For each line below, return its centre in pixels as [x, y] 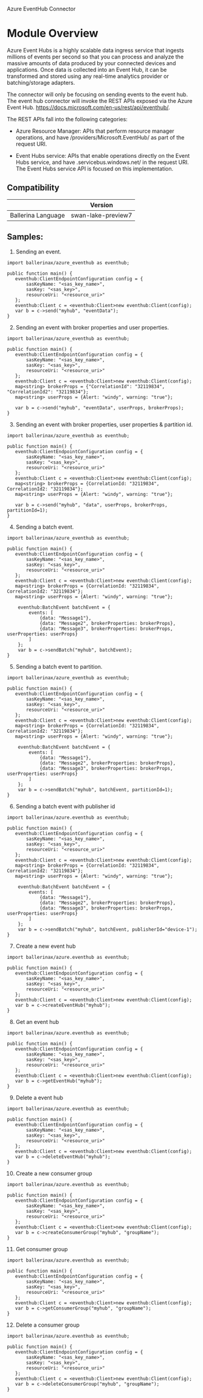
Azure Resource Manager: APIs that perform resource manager [95, 131]
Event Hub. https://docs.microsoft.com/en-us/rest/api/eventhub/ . [88, 107]
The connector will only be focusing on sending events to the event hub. [97, 94]
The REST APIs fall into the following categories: [67, 119]
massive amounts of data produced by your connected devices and [91, 63]
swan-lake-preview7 [101, 215]
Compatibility [33, 188]
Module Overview [53, 34]
